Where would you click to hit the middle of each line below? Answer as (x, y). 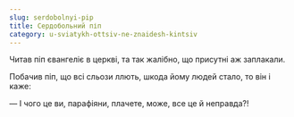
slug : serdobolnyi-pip (51, 17)
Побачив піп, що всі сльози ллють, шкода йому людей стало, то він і (140, 77)
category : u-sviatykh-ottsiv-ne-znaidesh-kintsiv (104, 34)
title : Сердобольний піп (55, 26)
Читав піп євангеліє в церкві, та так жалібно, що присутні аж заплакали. (147, 60)
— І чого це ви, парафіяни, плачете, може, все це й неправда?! (129, 104)
